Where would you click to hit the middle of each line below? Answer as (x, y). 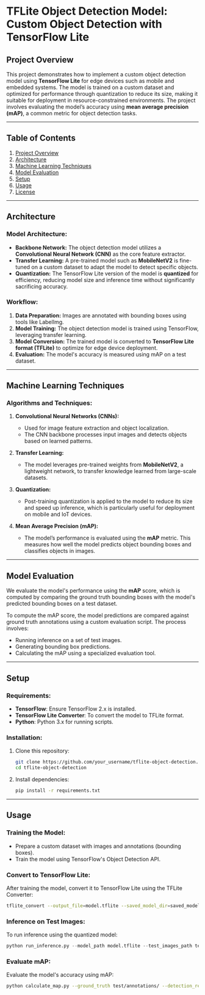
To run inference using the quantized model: (62, 935)
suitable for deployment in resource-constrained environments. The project (101, 100)
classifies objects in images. (60, 551)
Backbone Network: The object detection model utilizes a (88, 247)
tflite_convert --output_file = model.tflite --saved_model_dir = (88, 906)
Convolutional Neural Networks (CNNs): (67, 416)
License (25, 192)
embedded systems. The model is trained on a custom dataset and (90, 87)
